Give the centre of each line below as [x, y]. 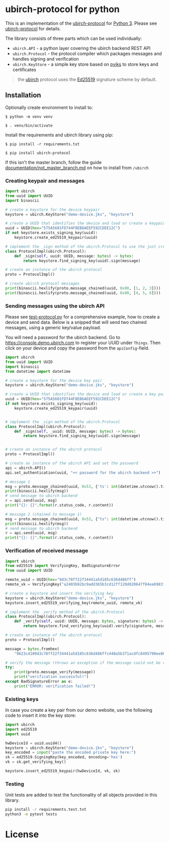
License [22, 835]
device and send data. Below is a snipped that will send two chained [76, 322]
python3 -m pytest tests [31, 814]
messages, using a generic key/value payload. [53, 328]
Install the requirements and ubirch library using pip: [59, 135]
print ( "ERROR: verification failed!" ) [55, 686]
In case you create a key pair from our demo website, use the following [79, 710]
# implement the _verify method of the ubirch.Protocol [65, 612]
